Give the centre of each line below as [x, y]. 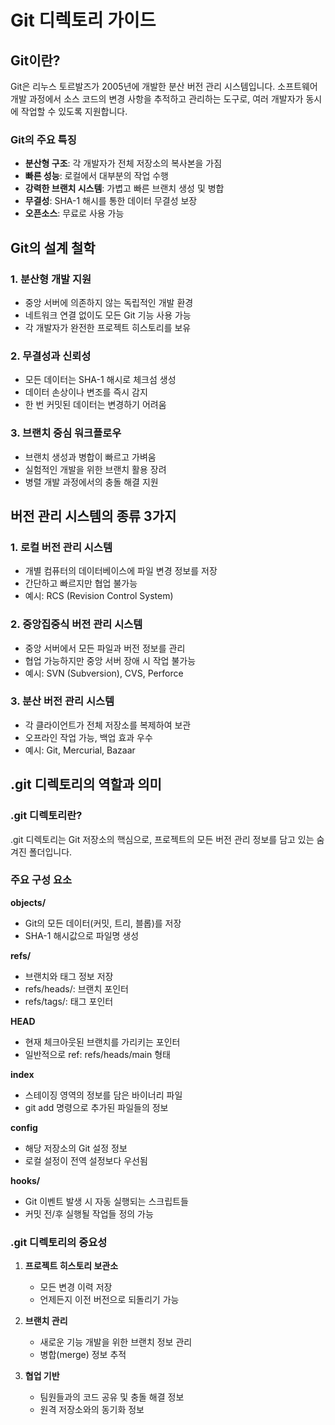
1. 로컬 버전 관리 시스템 [61, 547]
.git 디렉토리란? [46, 816]
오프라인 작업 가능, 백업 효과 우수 [88, 737]
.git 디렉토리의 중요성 [59, 1242]
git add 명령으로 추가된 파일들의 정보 [96, 1107]
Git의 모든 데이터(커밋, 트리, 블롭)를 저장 [103, 923]
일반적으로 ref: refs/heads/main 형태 [97, 1054]
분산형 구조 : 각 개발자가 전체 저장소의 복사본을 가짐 [123, 163]
